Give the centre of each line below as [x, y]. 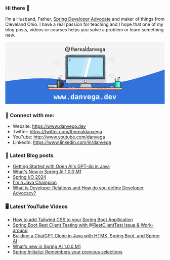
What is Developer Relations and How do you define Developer [78, 188]
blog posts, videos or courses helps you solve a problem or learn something [84, 30]
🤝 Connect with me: [30, 115]
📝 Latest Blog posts [30, 155]
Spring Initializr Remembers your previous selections [68, 251]
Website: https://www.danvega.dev [49, 126]
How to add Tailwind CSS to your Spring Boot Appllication [73, 220]
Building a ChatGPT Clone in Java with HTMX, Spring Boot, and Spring [86, 236]
